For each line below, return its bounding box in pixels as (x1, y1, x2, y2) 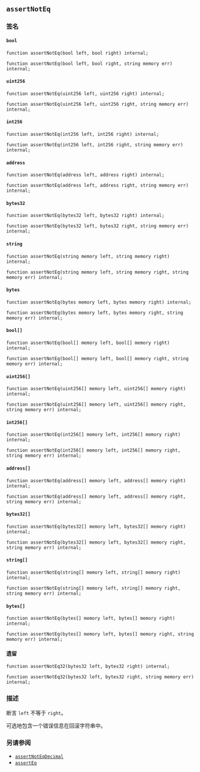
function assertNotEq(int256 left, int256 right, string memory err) (6, 141, 184, 148)
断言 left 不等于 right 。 (6, 709, 67, 716)
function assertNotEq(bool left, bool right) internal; (6, 50, 149, 56)
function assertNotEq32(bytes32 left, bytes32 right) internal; (6, 664, 170, 670)
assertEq (14, 760, 37, 766)
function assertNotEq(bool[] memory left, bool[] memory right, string (6, 355, 189, 361)
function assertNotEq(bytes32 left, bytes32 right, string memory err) (6, 223, 189, 229)
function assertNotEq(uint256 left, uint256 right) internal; (6, 90, 165, 97)
